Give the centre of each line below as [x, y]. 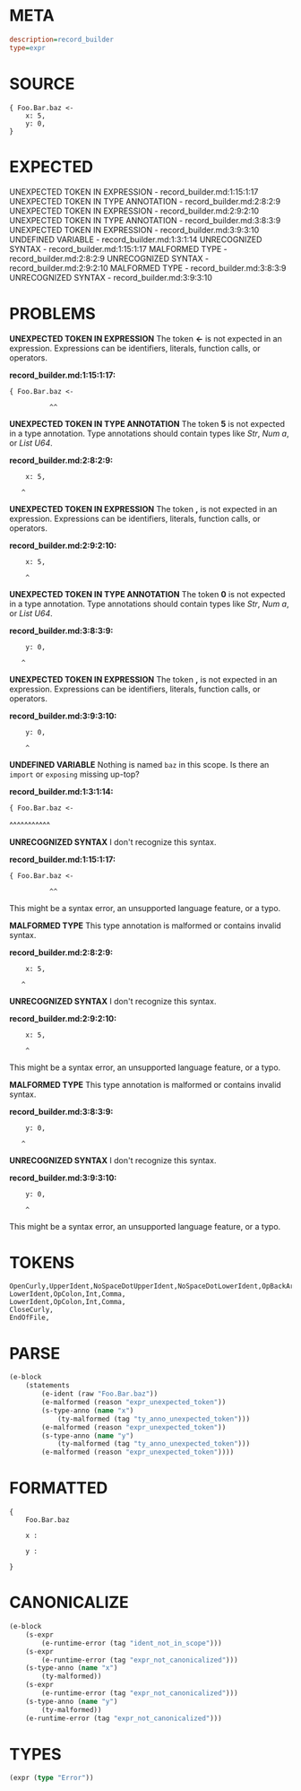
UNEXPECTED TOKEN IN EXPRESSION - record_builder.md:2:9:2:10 [134, 211]
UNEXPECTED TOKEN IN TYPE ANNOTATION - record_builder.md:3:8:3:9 [145, 220]
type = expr [28, 48]
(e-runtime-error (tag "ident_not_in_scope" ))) [132, 1643]
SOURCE [42, 84]
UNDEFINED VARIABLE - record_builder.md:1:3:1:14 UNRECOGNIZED [136, 239]
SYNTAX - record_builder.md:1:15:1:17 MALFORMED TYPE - [119, 248]
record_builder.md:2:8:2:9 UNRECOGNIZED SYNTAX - [109, 258]
